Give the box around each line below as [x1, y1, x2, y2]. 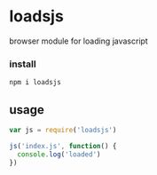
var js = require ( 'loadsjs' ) [9, 126, 117, 135]
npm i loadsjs [9, 78, 62, 87]
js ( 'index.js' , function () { [9, 141, 117, 150]
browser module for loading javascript [9, 36, 148, 46]
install [9, 58, 37, 70]
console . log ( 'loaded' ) [17, 149, 101, 159]
